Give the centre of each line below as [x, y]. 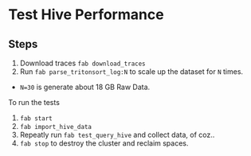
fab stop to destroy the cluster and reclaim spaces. [104, 143]
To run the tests [34, 102]
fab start [36, 119]
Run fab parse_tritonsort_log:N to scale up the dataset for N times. [131, 72]
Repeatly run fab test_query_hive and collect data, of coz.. [117, 135]
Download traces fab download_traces [82, 63]
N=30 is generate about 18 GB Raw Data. [85, 87]
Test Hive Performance [86, 15]
